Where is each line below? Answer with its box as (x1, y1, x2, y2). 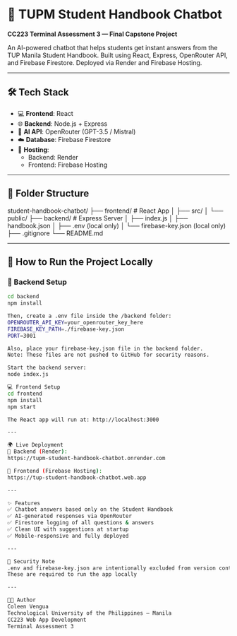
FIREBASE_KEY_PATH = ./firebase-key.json (7, 325, 125, 333)
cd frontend (7, 390, 42, 397)
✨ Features (7, 500, 41, 507)
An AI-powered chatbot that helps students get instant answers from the (7, 43, 218, 52)
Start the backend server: (7, 364, 87, 372)
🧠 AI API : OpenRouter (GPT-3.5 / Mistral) (17, 127, 136, 136)
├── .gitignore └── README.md (7, 229, 104, 237)
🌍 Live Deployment (7, 442, 63, 449)
